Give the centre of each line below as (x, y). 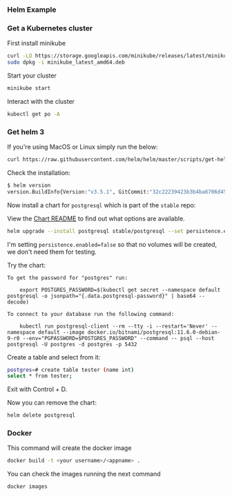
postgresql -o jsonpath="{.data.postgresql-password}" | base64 (101, 296)
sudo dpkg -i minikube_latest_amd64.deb (66, 63)
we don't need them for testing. (52, 252)
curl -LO (20, 56)
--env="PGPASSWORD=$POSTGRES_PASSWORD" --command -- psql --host (118, 338)
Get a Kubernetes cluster (50, 28)
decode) (18, 302)
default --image (61, 332)
